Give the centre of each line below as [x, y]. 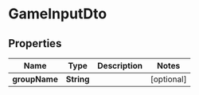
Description [120, 66]
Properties [35, 44]
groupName [35, 79]
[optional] [168, 79]
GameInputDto [58, 14]
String [78, 79]
